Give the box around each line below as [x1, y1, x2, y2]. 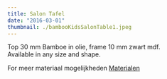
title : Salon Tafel [7, 10, 65, 18]
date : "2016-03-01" [7, 17, 65, 24]
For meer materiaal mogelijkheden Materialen [7, 64, 140, 73]
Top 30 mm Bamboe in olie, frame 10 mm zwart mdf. [7, 43, 161, 51]
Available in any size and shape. [7, 50, 101, 59]
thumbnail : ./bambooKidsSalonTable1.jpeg [7, 23, 132, 30]
